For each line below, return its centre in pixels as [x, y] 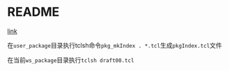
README [33, 12]
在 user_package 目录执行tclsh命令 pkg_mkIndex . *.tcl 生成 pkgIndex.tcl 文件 [115, 45]
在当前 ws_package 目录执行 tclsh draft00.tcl [71, 60]
